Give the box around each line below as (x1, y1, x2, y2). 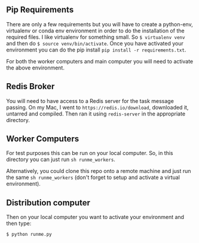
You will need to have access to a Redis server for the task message (6, 97, 174, 104)
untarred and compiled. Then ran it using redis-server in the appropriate (6, 110, 186, 117)
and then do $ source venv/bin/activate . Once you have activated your (6, 40, 183, 47)
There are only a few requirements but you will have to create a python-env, (6, 20, 193, 28)
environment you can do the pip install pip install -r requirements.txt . (6, 46, 186, 53)
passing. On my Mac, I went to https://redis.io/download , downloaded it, (6, 104, 189, 111)
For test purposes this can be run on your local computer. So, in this (6, 150, 173, 157)
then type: (6, 220, 32, 227)
